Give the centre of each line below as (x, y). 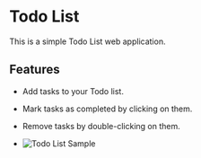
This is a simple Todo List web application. (87, 41)
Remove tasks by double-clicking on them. (101, 126)
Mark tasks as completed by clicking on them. (107, 109)
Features (35, 70)
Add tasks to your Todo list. (73, 91)
